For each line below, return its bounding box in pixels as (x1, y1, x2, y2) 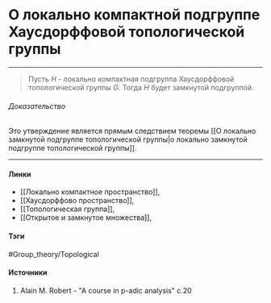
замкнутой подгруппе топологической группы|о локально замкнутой (8, 135, 248, 144)
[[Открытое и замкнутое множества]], (19, 213, 152, 222)
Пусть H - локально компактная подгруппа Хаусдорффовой (27, 74, 235, 84)
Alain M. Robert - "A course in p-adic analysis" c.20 (19, 285, 192, 295)
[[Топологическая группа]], (19, 204, 115, 214)
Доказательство (8, 101, 66, 110)
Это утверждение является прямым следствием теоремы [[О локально (8, 127, 256, 136)
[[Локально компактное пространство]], (19, 187, 161, 197)
